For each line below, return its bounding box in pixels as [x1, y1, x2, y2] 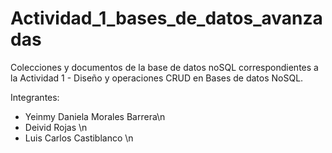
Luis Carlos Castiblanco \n [24, 132, 134, 144]
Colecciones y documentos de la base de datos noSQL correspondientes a [10, 61, 319, 73]
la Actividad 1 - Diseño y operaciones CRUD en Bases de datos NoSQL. [10, 72, 304, 84]
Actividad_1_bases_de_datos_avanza [10, 7, 323, 30]
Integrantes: [10, 91, 60, 103]
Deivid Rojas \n [24, 121, 88, 133]
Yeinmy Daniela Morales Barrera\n [24, 110, 166, 122]
